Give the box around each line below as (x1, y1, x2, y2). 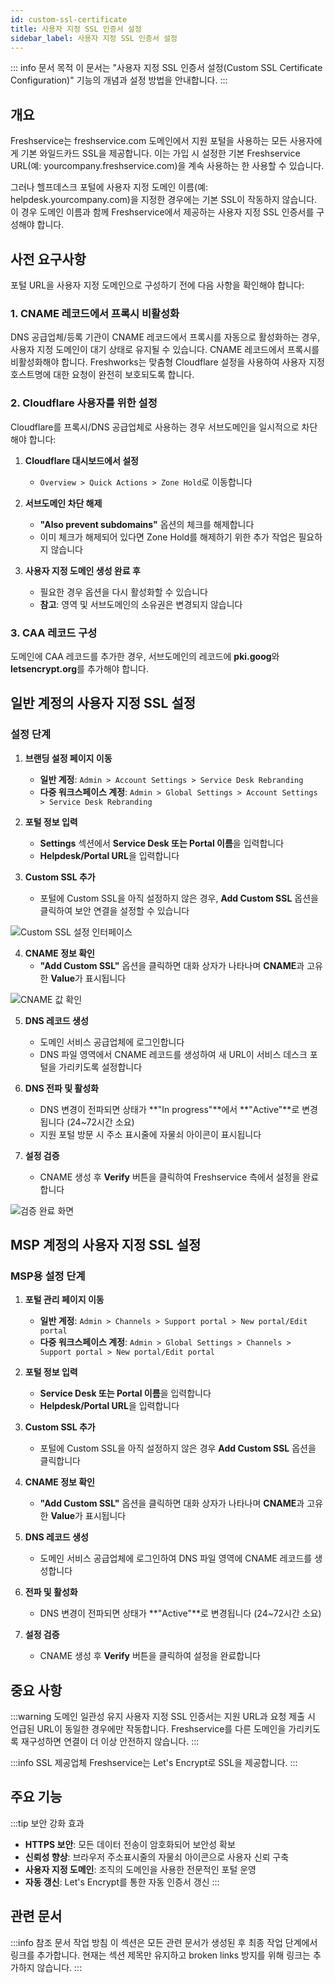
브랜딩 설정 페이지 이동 (24, 752, 113, 764)
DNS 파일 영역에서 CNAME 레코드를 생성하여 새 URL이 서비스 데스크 (39, 1048, 308, 1060)
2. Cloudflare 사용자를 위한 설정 (10, 396, 158, 410)
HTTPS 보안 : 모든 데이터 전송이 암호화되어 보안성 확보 (24, 1838, 236, 1850)
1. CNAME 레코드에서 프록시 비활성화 (10, 306, 180, 320)
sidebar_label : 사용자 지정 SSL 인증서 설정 (10, 33, 178, 43)
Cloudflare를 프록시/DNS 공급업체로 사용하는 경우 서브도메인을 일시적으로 (10, 421, 300, 433)
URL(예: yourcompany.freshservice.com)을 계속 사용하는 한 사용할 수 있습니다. (10, 160, 325, 172)
